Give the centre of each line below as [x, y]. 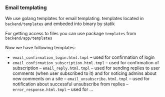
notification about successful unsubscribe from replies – [70, 84]
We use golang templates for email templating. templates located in [74, 19]
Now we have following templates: [40, 48]
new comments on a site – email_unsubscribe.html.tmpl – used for [81, 79]
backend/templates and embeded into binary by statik [60, 24]
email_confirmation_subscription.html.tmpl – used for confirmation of [85, 63]
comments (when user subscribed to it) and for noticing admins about [84, 73]
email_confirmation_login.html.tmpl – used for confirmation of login [83, 57]
